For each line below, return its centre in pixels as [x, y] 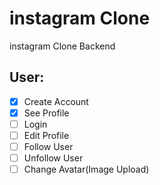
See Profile [46, 113]
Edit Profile [46, 135]
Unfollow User [53, 158]
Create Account [56, 101]
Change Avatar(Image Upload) [86, 169]
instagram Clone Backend [62, 46]
